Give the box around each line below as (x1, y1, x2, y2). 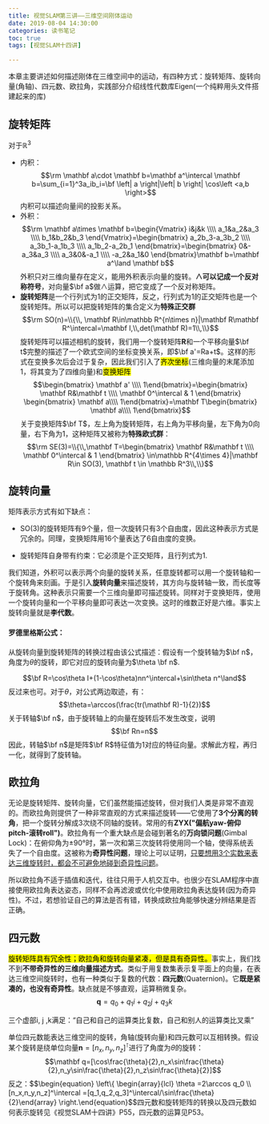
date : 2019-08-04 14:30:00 (8, 19, 98, 27)
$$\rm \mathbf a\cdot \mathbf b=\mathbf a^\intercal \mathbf (40, 170, 241, 180)
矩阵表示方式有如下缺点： (8, 506, 93, 517)
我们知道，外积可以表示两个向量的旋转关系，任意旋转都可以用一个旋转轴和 (8, 568, 254, 578)
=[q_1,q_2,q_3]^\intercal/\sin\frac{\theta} (82, 1088, 215, 1098)
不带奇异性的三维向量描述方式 (22, 964, 121, 973)
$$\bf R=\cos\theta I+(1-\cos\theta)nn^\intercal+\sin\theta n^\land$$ (22, 673, 247, 683)
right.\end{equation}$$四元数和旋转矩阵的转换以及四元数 (61, 1098, 250, 1107)
